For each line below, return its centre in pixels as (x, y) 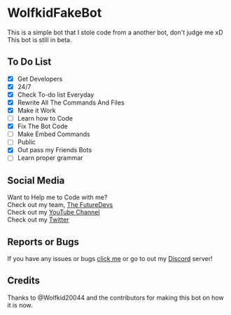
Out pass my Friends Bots (55, 150)
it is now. (20, 305)
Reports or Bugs (43, 242)
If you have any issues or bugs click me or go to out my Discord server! (110, 259)
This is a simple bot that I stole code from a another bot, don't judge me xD (115, 32)
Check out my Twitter (38, 220)
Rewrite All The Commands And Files (71, 102)
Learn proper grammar (50, 158)
